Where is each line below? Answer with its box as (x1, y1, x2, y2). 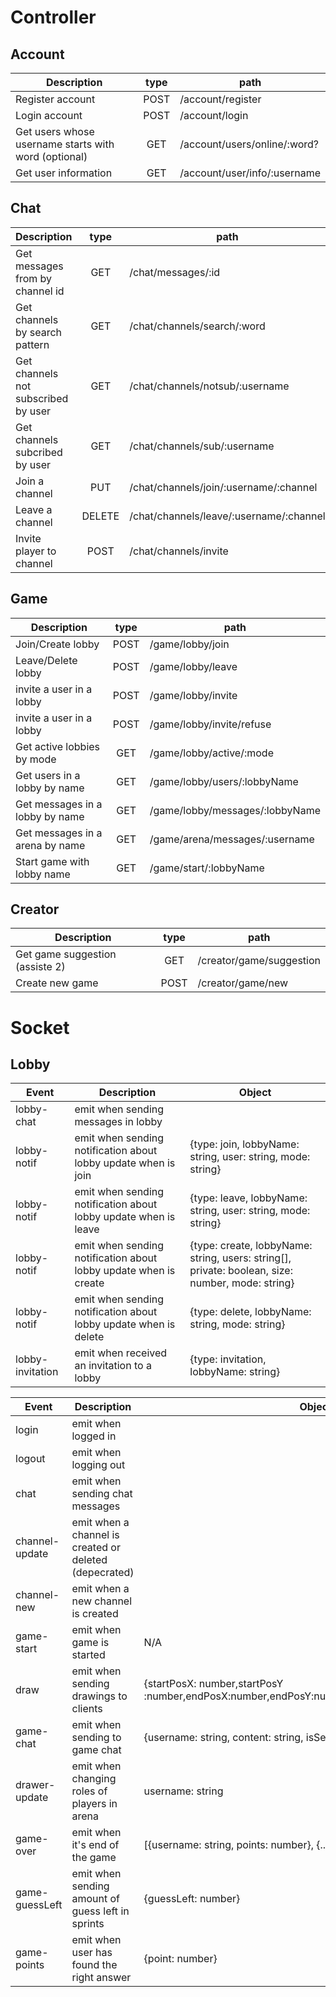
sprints (71, 1917, 105, 1931)
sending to (71, 1731, 122, 1745)
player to (15, 544, 57, 558)
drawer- (15, 1778, 56, 1792)
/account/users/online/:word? (179, 137, 320, 151)
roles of (71, 1784, 108, 1798)
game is (71, 1636, 110, 1650)
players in (71, 1797, 118, 1811)
